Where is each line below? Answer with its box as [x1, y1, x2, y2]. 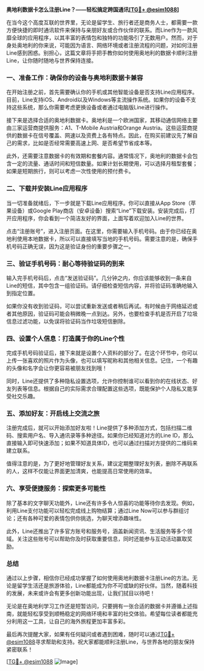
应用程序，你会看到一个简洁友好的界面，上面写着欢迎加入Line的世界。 [11, 214, 187, 221]
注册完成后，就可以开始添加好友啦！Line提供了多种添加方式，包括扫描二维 [6, 424, 192, 431]
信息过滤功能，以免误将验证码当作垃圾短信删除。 [6, 318, 129, 325]
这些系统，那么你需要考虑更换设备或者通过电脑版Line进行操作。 [11, 103, 171, 111]
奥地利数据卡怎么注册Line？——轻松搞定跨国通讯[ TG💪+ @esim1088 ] [6, 6, 179, 13]
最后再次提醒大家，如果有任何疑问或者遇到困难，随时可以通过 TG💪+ [6, 631, 175, 638]
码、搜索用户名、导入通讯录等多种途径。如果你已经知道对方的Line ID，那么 [6, 432, 194, 439]
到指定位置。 [6, 289, 38, 297]
